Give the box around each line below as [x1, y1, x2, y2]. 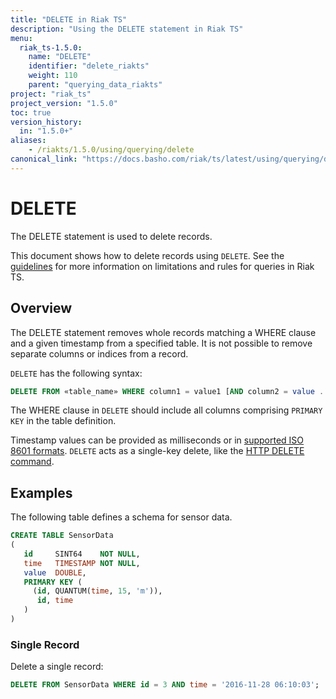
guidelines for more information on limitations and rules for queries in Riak [10, 260, 315, 272]
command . [10, 456, 55, 468]
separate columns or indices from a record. [10, 347, 189, 360]
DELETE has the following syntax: [10, 367, 143, 379]
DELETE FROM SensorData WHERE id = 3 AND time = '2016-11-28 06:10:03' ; [10, 680, 320, 690]
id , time [36, 596, 74, 606]
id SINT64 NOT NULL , [23, 549, 141, 559]
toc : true [10, 107, 52, 118]
